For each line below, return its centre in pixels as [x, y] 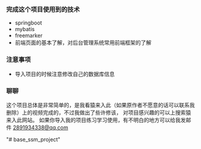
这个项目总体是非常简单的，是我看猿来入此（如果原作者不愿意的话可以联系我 [100, 105]
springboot [28, 23]
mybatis [25, 29]
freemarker [29, 36]
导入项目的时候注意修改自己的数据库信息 [65, 74]
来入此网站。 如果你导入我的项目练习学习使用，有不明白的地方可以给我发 [96, 120]
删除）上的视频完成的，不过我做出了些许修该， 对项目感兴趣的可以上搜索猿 [99, 112]
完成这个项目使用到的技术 [43, 9]
